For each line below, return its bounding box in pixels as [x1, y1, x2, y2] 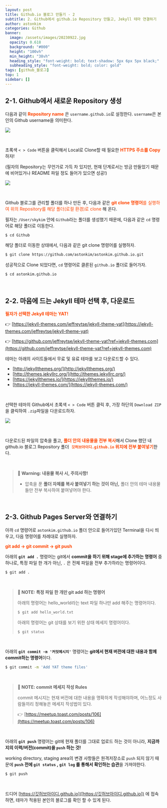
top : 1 [5, 72, 19, 77]
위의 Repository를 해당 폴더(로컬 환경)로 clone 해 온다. [10, 206, 117, 212]
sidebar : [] [5, 77, 30, 82]
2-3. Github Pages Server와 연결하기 [5, 513, 117, 521]
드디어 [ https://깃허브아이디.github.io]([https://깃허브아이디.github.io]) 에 [5, 791, 150, 797]
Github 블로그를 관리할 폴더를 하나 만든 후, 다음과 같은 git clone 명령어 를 [5, 199, 147, 205]
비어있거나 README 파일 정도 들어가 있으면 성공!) [10, 170, 107, 176]
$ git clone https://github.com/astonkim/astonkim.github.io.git [5, 252, 144, 257]
